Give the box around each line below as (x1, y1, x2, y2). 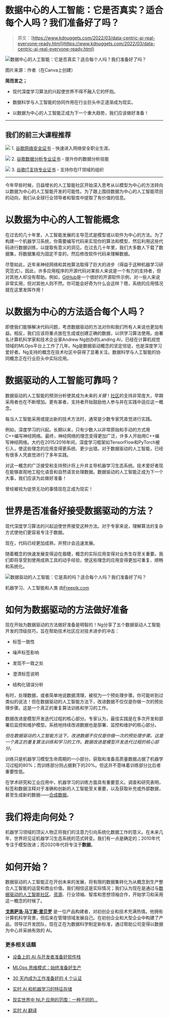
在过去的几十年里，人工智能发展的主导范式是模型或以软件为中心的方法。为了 (5, 231, 163, 237)
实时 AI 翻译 (12, 1007, 38, 1013)
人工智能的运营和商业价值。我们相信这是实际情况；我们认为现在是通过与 (9, 885, 159, 891)
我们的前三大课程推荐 (5, 131, 71, 139)
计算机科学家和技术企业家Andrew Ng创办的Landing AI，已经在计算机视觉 (9, 336, 160, 342)
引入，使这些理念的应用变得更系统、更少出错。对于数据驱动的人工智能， (5, 445, 154, 451)
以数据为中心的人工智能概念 (5, 214, 120, 225)
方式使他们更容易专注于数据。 (5, 529, 67, 535)
